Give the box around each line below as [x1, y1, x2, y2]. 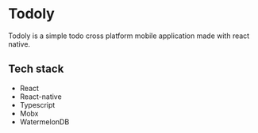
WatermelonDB [19, 116, 70, 127]
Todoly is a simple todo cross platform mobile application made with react [8, 31, 250, 40]
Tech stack [8, 63, 64, 76]
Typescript [19, 100, 56, 109]
